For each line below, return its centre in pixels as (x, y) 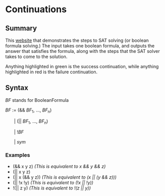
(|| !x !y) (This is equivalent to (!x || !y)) (53, 182)
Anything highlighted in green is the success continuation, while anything (82, 66)
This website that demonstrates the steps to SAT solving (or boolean (77, 40)
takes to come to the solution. (36, 57)
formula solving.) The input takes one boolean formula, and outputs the (80, 46)
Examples (18, 155)
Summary (21, 28)
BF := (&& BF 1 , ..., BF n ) (29, 110)
